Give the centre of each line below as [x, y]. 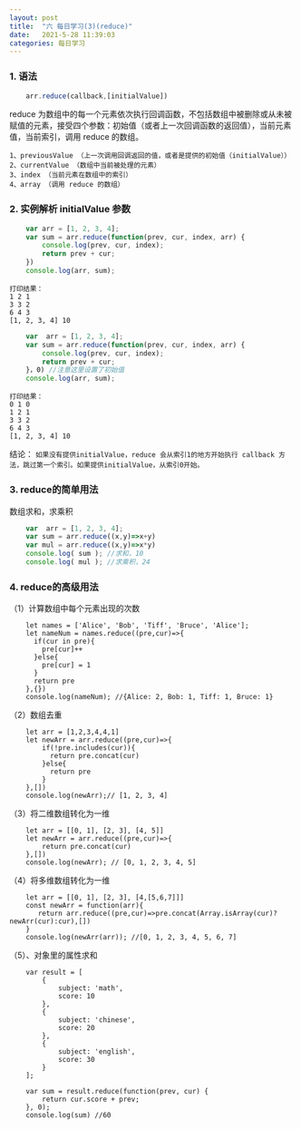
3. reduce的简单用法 [54, 490]
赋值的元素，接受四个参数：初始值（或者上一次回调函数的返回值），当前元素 [150, 126]
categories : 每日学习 [48, 43]
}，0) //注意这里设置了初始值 [75, 370]
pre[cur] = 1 [67, 666]
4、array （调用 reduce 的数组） [67, 185]
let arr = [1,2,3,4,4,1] [73, 732]
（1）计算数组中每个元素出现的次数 [75, 608]
